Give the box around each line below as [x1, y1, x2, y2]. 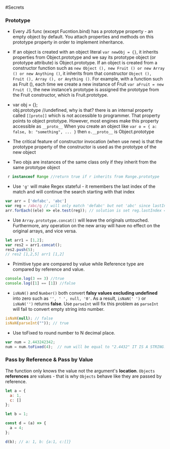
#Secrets [5, 5, 24, 10]
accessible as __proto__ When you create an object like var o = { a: [12, 124, 157, 130]
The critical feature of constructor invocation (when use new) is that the [12, 139, 163, 145]
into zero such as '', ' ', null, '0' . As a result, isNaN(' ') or [12, 296, 146, 302]
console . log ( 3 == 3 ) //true [5, 276, 65, 281]
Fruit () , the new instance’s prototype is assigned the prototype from [12, 87, 159, 93]
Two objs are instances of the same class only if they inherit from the [12, 159, 157, 165]
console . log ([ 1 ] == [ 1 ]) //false [5, 281, 76, 286]
